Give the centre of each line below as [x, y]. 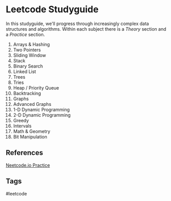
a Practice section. [25, 34]
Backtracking [27, 93]
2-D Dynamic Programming [42, 115]
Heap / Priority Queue [36, 87]
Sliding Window [30, 55]
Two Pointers [27, 50]
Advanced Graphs [32, 104]
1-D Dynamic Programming [41, 109]
